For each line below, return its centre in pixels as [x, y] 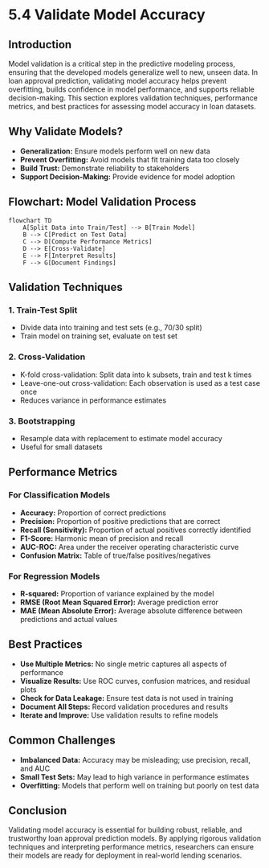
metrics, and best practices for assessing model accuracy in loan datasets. [132, 106]
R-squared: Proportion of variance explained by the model [117, 593]
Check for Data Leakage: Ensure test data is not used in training [126, 698]
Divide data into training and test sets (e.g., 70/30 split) [111, 328]
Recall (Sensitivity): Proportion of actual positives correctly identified [135, 530]
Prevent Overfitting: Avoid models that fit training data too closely [130, 159]
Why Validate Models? [65, 131]
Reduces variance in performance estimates [93, 400]
